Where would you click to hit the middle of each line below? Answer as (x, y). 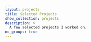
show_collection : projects (32, 18)
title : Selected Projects (31, 14)
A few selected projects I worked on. (48, 28)
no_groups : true (21, 32)
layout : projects (22, 9)
